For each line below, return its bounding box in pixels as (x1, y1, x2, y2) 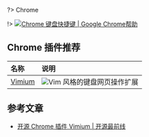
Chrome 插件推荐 (7, 42, 81, 53)
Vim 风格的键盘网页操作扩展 (48, 77, 139, 86)
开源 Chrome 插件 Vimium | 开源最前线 (16, 122, 126, 130)
